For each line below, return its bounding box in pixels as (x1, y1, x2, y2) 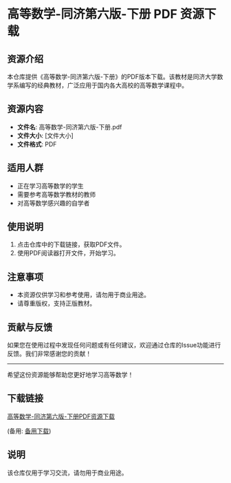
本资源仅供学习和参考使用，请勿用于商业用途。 (16, 290, 150, 299)
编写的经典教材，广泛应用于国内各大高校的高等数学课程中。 (19, 81, 188, 89)
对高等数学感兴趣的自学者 (16, 199, 90, 207)
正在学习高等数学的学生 (16, 182, 84, 190)
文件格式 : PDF (16, 140, 57, 148)
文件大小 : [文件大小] (16, 131, 74, 140)
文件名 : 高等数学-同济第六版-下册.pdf (16, 122, 122, 131)
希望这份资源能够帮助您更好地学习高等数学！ (7, 371, 134, 379)
